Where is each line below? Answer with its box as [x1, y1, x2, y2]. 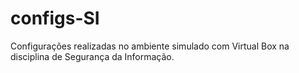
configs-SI [10, 7, 100, 30]
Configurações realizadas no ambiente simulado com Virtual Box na [10, 40, 290, 52]
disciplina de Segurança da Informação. [10, 50, 175, 62]
